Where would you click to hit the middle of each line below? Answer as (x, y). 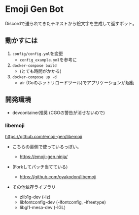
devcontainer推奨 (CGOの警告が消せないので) (58, 112)
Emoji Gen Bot (35, 9)
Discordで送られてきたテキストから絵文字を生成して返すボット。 (71, 23)
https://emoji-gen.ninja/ (44, 157)
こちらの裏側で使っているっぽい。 (47, 147)
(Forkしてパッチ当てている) (40, 166)
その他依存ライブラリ (34, 187)
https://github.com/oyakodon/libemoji (58, 176)
